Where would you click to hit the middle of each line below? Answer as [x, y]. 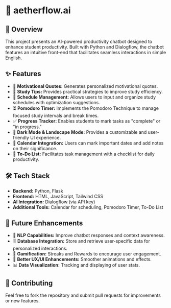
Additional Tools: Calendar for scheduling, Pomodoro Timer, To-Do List [88, 207]
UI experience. [46, 137]
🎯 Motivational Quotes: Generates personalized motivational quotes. [85, 86]
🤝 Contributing [29, 283]
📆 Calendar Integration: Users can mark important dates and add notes [88, 143]
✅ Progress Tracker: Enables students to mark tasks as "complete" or [87, 121]
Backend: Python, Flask [38, 191]
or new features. [22, 301]
